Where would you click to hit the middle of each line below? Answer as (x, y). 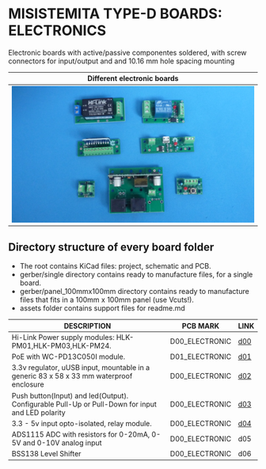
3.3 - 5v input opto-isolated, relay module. (82, 423)
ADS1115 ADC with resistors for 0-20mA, (81, 435)
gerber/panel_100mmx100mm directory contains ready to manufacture (134, 292)
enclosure (28, 384)
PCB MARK (201, 326)
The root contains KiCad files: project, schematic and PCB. (115, 266)
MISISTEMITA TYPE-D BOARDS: (116, 14)
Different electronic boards (133, 78)
